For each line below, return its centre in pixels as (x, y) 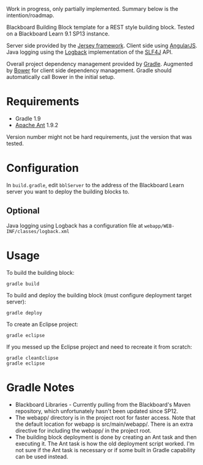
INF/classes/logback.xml (38, 231)
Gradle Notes (40, 387)
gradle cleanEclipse (33, 358)
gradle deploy (24, 313)
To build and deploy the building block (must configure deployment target (99, 295)
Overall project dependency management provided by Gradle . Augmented (100, 64)
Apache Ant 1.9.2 (37, 125)
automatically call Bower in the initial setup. (61, 77)
